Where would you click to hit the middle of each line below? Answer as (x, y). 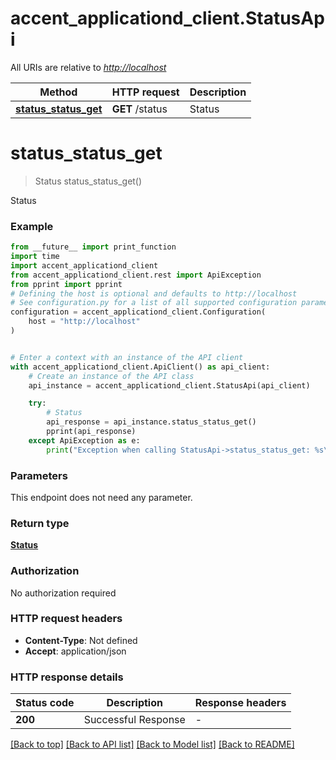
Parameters (39, 475)
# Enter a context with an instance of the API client (127, 357)
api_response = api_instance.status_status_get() (151, 422)
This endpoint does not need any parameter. (101, 497)
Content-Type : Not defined (81, 640)
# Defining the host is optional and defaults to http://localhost (154, 293)
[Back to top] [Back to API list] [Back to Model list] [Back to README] (152, 744)
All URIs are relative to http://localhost (88, 67)
